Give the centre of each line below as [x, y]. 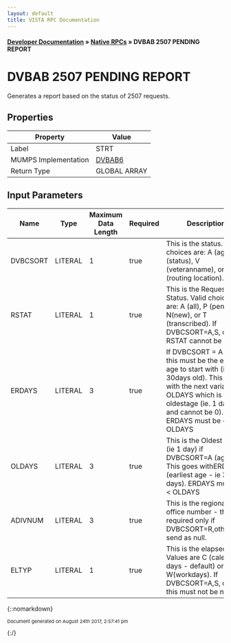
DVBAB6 [110, 160]
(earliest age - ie [194, 475]
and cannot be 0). [195, 412]
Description [206, 223]
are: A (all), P [187, 306]
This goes [182, 466]
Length [106, 232]
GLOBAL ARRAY [122, 171]
